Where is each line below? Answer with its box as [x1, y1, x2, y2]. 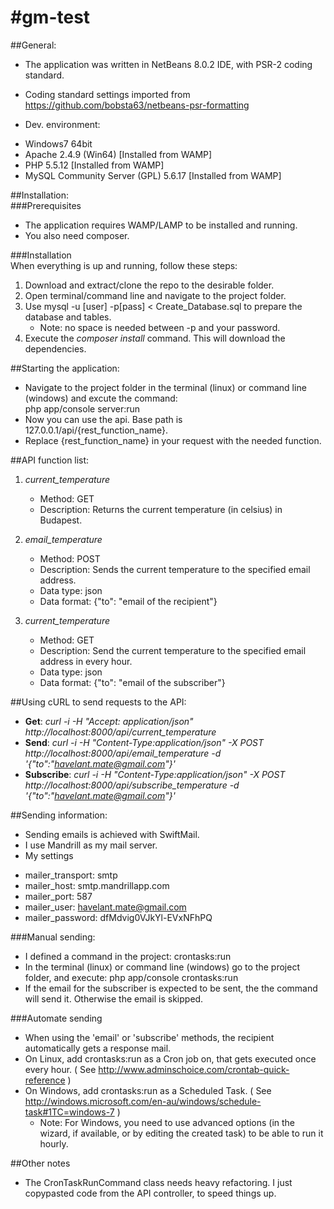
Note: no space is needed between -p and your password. [39, 321, 281, 333]
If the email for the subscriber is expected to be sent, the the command [24, 982, 318, 994]
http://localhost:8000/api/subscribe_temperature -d [24, 779, 240, 791]
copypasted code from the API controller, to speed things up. [24, 1187, 277, 1199]
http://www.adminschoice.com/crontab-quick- [98, 1063, 290, 1075]
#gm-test [10, 6, 91, 29]
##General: [10, 39, 57, 51]
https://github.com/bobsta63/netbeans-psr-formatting [24, 99, 250, 111]
